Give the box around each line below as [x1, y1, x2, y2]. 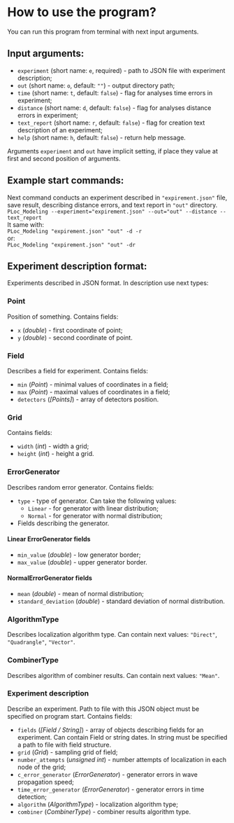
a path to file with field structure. [17, 740, 112, 749]
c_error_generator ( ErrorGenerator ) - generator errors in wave [17, 770, 198, 778]
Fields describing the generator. [17, 519, 110, 527]
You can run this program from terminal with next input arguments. [7, 27, 199, 36]
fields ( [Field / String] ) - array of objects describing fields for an [17, 726, 204, 734]
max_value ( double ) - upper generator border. [17, 558, 148, 566]
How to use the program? [7, 4, 157, 20]
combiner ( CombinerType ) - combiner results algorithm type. [17, 807, 191, 816]
